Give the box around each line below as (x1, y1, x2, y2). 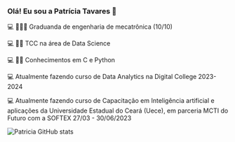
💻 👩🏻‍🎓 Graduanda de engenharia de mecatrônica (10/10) (7, 22, 173, 31)
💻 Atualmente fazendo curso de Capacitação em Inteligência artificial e (7, 97, 215, 105)
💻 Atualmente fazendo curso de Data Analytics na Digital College (7, 73, 197, 81)
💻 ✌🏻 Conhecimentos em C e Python (7, 56, 116, 64)
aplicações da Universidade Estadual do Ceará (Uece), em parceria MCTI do (7, 106, 229, 115)
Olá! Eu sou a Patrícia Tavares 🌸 (7, 6, 117, 16)
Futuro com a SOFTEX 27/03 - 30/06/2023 (7, 114, 132, 122)
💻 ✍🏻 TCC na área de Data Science (7, 39, 111, 48)
